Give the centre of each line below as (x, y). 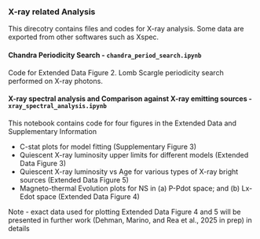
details (19, 228)
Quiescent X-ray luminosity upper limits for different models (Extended (134, 154)
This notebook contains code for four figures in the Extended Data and (123, 123)
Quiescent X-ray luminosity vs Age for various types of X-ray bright (129, 172)
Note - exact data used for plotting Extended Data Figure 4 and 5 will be (125, 212)
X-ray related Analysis (52, 12)
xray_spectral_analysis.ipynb (58, 107)
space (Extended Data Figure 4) (88, 196)
